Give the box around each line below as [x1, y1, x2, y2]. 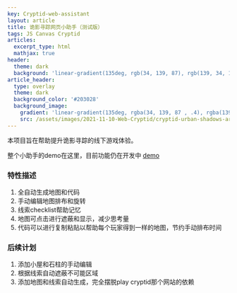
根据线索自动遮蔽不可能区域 [17, 269, 99, 277]
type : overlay [13, 83, 55, 90]
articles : [7, 37, 37, 44]
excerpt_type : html [13, 43, 71, 50]
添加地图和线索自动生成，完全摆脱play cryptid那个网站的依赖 [17, 277, 195, 287]
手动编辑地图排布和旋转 [17, 196, 86, 205]
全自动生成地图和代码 [17, 188, 80, 196]
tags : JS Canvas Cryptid [7, 30, 80, 38]
